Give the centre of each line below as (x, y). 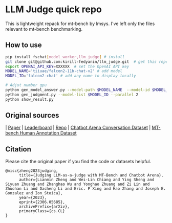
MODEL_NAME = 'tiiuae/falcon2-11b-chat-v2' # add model (64, 71)
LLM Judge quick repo (54, 9)
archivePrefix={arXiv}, (44, 207)
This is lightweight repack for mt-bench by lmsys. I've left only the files (80, 24)
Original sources (32, 115)
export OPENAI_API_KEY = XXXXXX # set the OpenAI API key (67, 66)
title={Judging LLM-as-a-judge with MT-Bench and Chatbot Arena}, (91, 175)
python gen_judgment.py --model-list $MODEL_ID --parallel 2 (72, 95)
